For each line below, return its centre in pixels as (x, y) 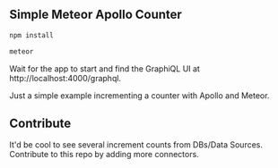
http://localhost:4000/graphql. (65, 78)
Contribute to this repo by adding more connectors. (104, 155)
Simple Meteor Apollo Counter (96, 15)
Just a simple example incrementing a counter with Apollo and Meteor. (139, 95)
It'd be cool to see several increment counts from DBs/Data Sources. (136, 145)
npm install (31, 35)
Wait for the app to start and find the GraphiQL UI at (104, 68)
